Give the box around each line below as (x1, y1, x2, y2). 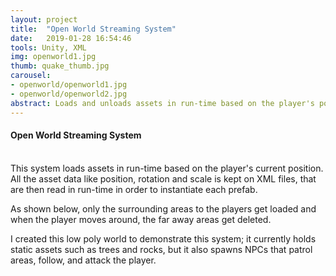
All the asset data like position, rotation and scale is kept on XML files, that (10, 172, 317, 185)
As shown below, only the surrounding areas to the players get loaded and (10, 202, 317, 215)
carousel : (10, 71, 52, 81)
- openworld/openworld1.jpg (10, 80, 128, 90)
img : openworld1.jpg (10, 52, 97, 62)
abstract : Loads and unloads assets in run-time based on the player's (10, 98, 315, 108)
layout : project (10, 14, 78, 25)
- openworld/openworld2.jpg (10, 89, 128, 99)
